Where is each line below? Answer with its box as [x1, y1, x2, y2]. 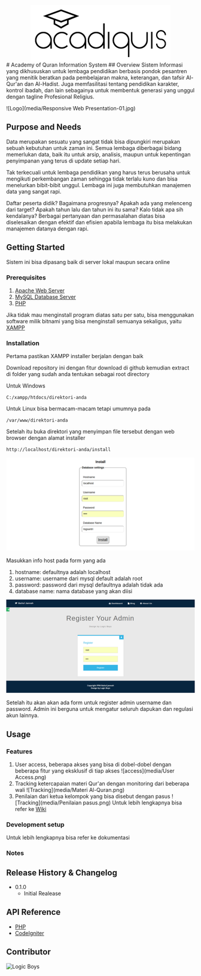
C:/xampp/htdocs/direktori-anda [6, 395, 87, 401]
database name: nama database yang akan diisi [14, 588, 133, 595]
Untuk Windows [6, 382, 46, 389]
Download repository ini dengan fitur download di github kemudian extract [6, 364, 190, 371]
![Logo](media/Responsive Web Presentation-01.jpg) [6, 105, 136, 112]
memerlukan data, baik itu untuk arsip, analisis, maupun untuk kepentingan [6, 151, 191, 158]
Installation [6, 339, 40, 347]
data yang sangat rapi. [6, 188, 62, 195]
